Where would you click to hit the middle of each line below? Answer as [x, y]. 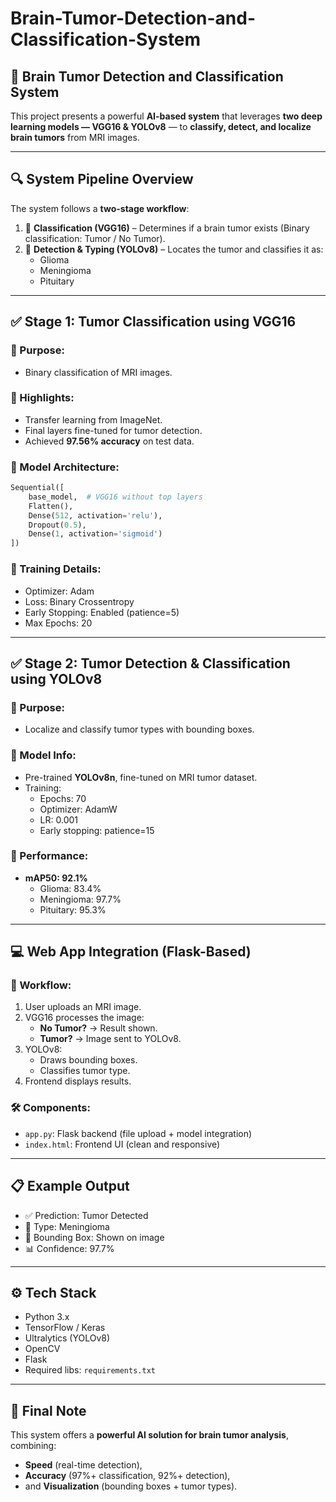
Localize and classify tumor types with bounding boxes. [139, 729]
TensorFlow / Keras [65, 1328]
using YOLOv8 [56, 678]
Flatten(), [51, 506]
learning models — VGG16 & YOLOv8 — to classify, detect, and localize [161, 126]
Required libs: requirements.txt [90, 1370]
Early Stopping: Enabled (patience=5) [102, 612]
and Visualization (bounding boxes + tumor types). [131, 1486]
